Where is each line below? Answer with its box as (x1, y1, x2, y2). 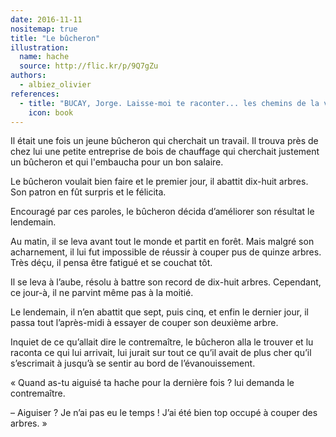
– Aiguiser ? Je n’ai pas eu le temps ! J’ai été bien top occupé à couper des (10, 407, 318, 419)
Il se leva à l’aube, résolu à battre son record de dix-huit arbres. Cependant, (10, 276, 322, 288)
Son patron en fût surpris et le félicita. (10, 186, 167, 198)
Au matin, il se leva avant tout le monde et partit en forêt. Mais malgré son (10, 236, 315, 248)
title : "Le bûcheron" (10, 33, 101, 43)
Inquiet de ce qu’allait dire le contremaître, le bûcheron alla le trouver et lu (10, 336, 314, 348)
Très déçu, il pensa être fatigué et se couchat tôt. (10, 257, 213, 269)
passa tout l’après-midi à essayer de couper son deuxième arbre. (10, 317, 279, 329)
